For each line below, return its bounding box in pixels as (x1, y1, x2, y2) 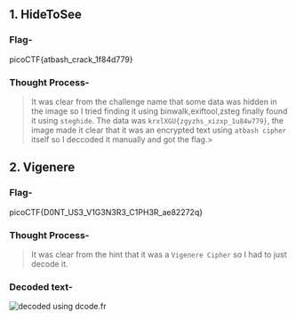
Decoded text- (9, 280, 73, 292)
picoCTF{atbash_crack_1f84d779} (9, 53, 133, 65)
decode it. (30, 258, 68, 269)
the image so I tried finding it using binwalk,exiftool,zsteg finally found (30, 106, 288, 116)
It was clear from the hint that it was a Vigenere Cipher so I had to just (30, 249, 287, 260)
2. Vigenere (9, 160, 76, 175)
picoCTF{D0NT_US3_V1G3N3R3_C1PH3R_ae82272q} (9, 206, 203, 217)
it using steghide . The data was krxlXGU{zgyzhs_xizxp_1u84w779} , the (30, 115, 284, 125)
